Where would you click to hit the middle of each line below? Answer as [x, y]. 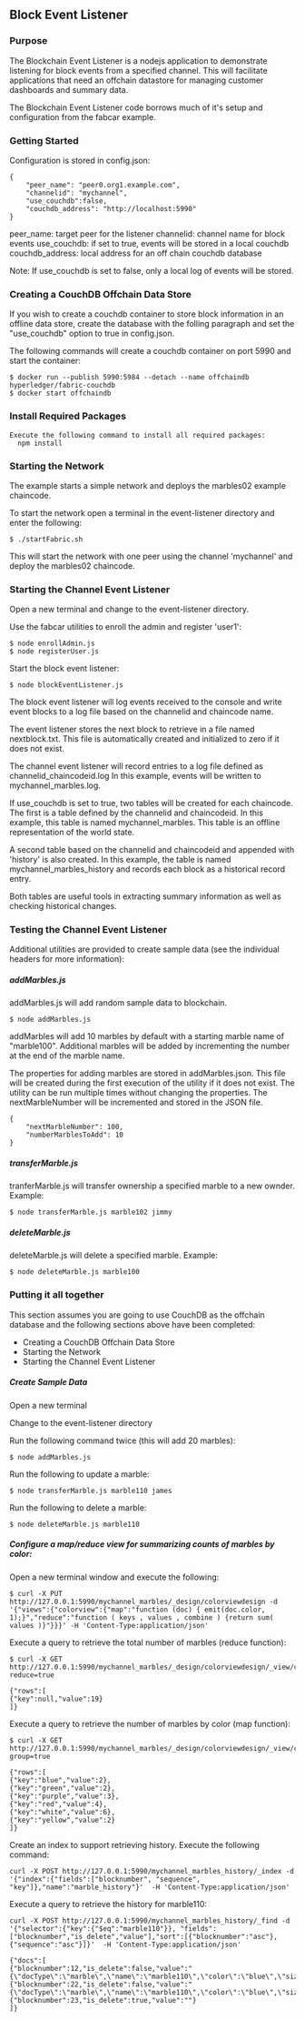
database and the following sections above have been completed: [133, 1324]
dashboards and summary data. [69, 89]
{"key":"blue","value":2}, [60, 1780]
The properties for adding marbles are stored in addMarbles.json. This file [148, 1074]
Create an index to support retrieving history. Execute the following [135, 1844]
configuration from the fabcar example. [83, 116]
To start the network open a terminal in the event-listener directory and [142, 512]
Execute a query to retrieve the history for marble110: [108, 1904]
